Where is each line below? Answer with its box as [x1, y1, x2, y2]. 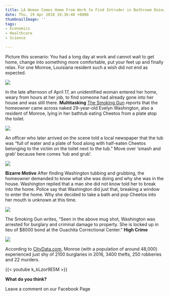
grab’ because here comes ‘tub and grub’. [5, 151, 92, 157]
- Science [5, 36, 26, 41]
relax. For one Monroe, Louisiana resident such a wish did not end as [5, 64, 148, 70]
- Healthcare [5, 31, 33, 36]
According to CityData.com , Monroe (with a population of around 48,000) [5, 246, 157, 252]
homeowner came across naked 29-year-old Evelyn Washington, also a [5, 105, 153, 111]
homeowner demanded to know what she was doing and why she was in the [5, 175, 164, 181]
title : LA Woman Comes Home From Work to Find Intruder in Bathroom [5, 7, 152, 13]
